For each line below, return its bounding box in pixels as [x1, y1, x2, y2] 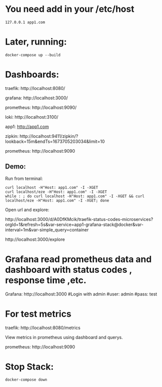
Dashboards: [5, 69, 59, 80]
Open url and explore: [5, 207, 49, 213]
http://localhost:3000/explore [5, 236, 65, 242]
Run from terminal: [5, 175, 43, 181]
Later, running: [5, 36, 67, 47]
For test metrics [5, 308, 72, 319]
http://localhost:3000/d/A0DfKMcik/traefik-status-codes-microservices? [5, 216, 153, 222]
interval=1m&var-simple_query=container [5, 226, 89, 233]
